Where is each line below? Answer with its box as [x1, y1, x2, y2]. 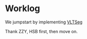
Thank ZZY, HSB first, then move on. [5, 28, 78, 34]
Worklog [5, 3, 40, 14]
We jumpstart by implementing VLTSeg [5, 19, 83, 25]
